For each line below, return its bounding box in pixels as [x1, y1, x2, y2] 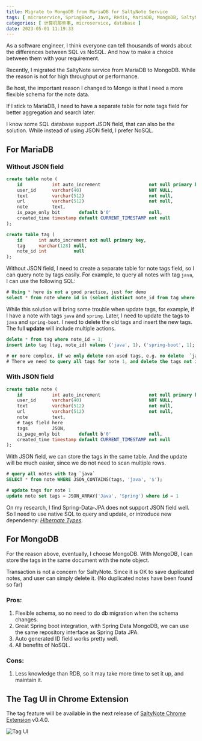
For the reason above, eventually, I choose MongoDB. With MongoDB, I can [6, 550, 193, 557]
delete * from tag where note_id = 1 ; [6, 336, 103, 343]
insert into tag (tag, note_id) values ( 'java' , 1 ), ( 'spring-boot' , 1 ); [6, 342, 195, 348]
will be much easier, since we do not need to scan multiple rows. [6, 459, 167, 466]
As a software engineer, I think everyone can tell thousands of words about [6, 42, 192, 49]
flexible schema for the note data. [6, 91, 90, 98]
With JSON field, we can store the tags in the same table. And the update [6, 453, 188, 460]
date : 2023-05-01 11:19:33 [6, 25, 74, 32]
